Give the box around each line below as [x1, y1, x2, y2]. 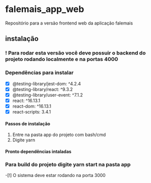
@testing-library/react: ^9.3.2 [12, 86, 73, 92]
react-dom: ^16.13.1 [12, 103, 51, 109]
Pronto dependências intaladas [5, 148, 71, 154]
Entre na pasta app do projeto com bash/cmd [12, 131, 106, 138]
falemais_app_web [5, 3, 84, 15]
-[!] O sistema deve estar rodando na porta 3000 [5, 172, 106, 178]
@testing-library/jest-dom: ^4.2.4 [12, 80, 81, 86]
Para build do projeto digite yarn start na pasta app [5, 161, 131, 168]
